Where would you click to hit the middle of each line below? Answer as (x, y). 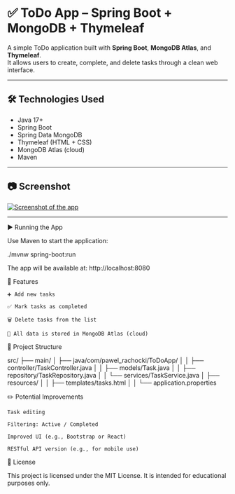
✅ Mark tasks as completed (47, 306)
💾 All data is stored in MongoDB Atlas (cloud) (78, 334)
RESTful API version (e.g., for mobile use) (73, 449)
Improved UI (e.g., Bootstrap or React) (67, 437)
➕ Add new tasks (31, 294)
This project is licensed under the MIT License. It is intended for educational (117, 475)
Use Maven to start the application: (58, 240)
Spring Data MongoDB (50, 135)
